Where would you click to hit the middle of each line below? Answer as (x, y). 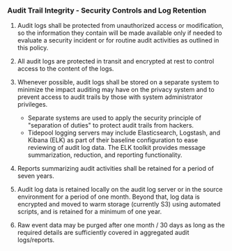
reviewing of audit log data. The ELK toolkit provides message (116, 148)
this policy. (33, 48)
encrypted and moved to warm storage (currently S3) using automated (119, 204)
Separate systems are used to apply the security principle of (115, 118)
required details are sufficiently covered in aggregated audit (103, 233)
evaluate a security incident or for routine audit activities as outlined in (118, 40)
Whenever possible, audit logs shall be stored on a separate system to (118, 82)
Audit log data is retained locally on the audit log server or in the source (120, 190)
